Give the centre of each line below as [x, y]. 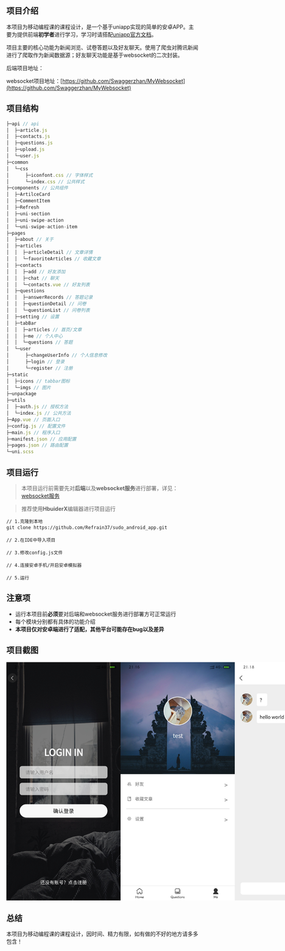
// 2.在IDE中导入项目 [31, 540]
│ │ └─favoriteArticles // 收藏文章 [54, 259]
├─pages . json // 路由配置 [37, 445]
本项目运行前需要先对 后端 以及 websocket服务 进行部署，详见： [100, 488]
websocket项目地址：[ [34, 81]
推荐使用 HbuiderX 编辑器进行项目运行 [68, 509]
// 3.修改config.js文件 [34, 553]
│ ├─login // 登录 [36, 362]
